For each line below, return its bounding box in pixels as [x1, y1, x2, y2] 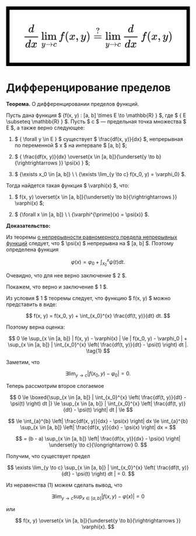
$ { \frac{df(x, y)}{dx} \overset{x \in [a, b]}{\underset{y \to [14, 153, 155, 160]
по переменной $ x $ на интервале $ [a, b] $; [14, 142, 127, 149]
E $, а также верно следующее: [6, 124, 85, 131]
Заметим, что [6, 358, 40, 366]
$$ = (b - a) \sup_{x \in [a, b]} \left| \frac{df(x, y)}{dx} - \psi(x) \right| [15, 435, 181, 442]
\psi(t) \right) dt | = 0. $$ [75, 470, 135, 477]
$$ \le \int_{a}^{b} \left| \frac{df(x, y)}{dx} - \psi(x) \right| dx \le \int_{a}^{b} [8, 418, 188, 425]
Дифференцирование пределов [6, 81, 171, 94]
